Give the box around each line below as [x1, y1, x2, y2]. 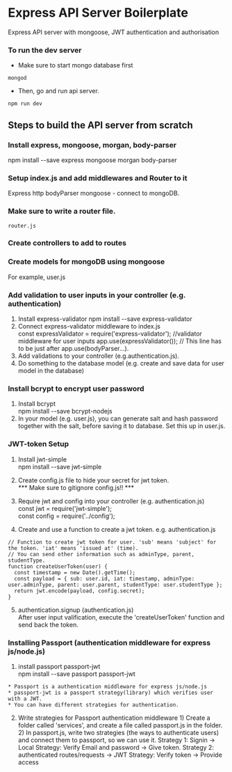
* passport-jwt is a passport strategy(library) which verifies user [8, 689, 214, 696]
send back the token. [17, 620, 78, 629]
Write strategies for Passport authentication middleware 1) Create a [17, 714, 210, 722]
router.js [8, 222, 37, 229]
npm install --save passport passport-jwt [17, 670, 136, 678]
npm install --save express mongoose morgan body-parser [8, 155, 178, 164]
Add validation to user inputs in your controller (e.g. [8, 290, 186, 300]
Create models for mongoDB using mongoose [8, 257, 165, 267]
